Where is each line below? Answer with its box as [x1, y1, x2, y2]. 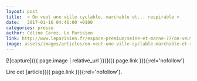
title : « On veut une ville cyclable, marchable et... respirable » [6, 14, 180, 20]
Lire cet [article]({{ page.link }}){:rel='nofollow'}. [6, 68, 123, 75]
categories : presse [6, 24, 54, 31]
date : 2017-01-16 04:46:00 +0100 [6, 19, 93, 25]
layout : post [6, 8, 38, 15]
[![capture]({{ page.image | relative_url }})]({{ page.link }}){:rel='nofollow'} [6, 57, 185, 64]
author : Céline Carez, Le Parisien [6, 30, 93, 36]
